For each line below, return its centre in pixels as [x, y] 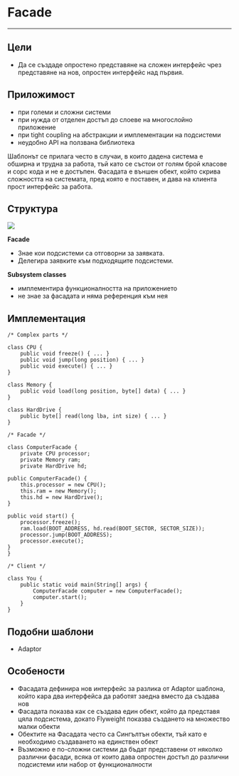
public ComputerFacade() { [47, 479]
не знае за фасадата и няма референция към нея [93, 296]
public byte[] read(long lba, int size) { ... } [94, 416]
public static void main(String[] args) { [84, 585]
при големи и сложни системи [64, 112]
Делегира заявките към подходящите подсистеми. [96, 261]
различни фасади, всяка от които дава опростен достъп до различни [123, 757]
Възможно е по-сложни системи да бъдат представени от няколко [120, 749]
